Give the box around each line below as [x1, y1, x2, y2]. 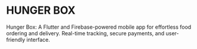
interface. [26, 36, 51, 43]
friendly [6, 36, 26, 43]
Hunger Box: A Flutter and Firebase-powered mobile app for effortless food [6, 23, 192, 30]
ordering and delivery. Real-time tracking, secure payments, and [6, 29, 165, 36]
